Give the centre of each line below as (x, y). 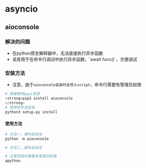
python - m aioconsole (27, 139)
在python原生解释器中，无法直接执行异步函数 (57, 53)
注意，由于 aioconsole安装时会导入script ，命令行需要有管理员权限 (77, 85)
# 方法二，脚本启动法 (24, 148)
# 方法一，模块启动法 (24, 134)
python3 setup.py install (31, 112)
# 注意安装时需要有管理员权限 (31, 156)
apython (13, 161)
